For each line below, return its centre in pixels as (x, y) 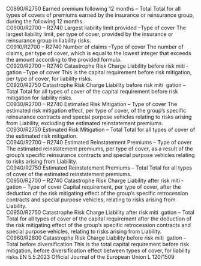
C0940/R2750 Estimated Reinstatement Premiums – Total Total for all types (99, 168)
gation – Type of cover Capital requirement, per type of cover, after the (94, 187)
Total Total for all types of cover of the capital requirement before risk (92, 91)
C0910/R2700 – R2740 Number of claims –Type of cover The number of (95, 47)
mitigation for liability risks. (40, 98)
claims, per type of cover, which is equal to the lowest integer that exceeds (99, 53)
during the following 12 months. (45, 21)
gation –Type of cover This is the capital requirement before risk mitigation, (99, 72)
